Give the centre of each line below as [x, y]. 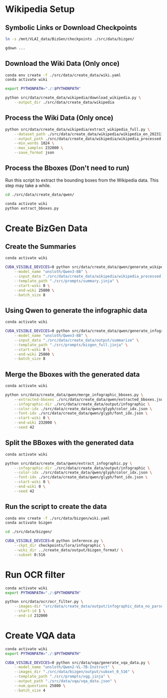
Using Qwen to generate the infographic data [76, 310]
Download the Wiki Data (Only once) [62, 64]
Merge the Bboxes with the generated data [73, 374]
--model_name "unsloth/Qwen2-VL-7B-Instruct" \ [64, 667]
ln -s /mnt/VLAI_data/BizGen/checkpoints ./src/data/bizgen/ [70, 39]
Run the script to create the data [56, 507]
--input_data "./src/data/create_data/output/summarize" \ [77, 340]
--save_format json [34, 153]
